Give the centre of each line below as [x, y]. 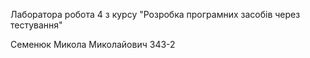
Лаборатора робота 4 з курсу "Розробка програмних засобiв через [155, 14]
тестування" [36, 25]
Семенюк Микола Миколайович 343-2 [93, 44]
